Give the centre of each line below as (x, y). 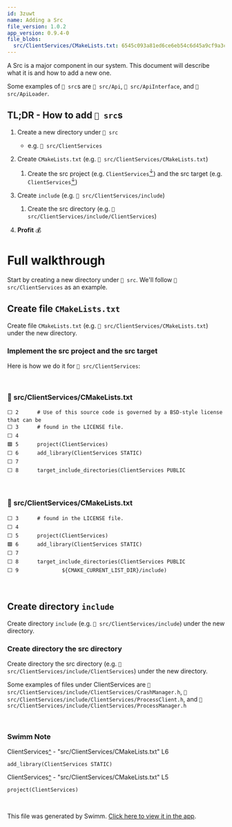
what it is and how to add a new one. (59, 73)
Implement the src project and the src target (83, 350)
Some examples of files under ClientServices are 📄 (79, 684)
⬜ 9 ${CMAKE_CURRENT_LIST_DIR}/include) (87, 570)
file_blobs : (24, 39)
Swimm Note (29, 736)
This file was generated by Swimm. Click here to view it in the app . (102, 816)
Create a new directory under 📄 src (68, 132)
